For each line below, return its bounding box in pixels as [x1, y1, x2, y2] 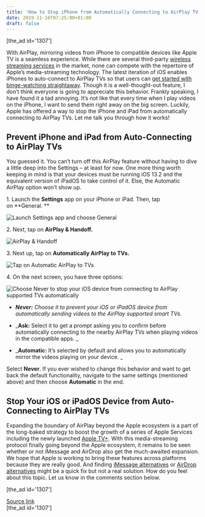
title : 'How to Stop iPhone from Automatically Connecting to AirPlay [6, 9, 190, 15]
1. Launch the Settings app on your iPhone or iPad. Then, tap [6, 195, 160, 203]
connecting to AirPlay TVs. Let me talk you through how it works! [6, 114, 170, 121]
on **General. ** [6, 202, 50, 209]
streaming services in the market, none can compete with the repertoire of [6, 62, 194, 69]
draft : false [6, 20, 40, 26]
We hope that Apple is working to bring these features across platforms [6, 455, 187, 461]
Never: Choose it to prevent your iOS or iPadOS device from [15, 304, 168, 311]
